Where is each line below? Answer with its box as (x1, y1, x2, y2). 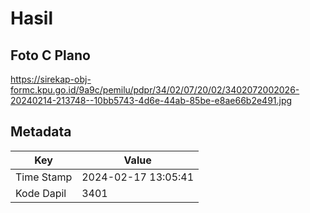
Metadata (10, 123, 72, 141)
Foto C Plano (10, 47, 91, 64)
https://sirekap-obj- (10, 73, 92, 85)
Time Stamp (15, 170, 73, 184)
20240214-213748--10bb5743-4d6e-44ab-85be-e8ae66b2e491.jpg (10, 95, 293, 106)
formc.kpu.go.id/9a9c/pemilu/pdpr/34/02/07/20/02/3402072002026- (10, 84, 300, 96)
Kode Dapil (15, 186, 67, 200)
